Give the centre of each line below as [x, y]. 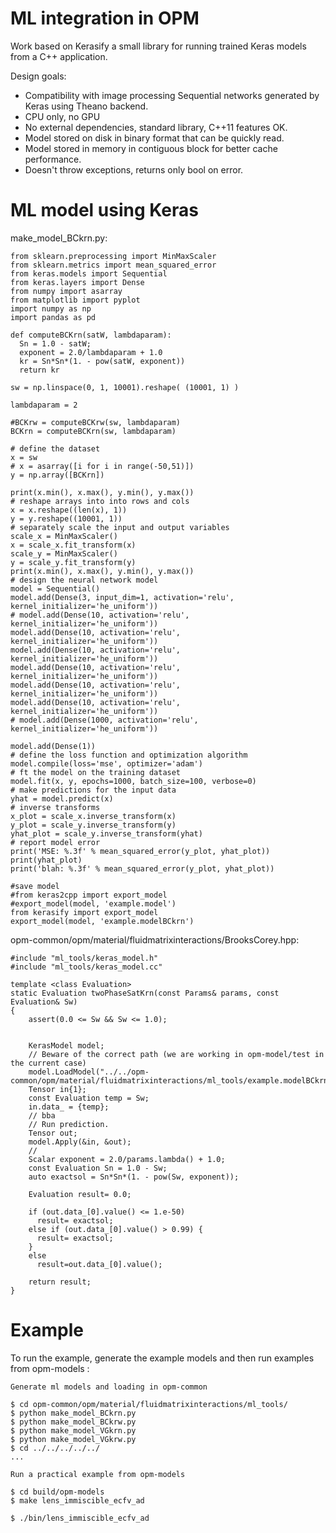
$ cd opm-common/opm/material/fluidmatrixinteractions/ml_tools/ [149, 1404]
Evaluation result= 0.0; [80, 1194]
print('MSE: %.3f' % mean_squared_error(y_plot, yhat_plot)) [140, 851]
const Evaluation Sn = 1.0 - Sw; [98, 1168]
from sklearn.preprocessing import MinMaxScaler [113, 256]
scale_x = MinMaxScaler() [64, 536]
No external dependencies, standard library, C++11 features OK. [156, 127]
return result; [60, 1282]
